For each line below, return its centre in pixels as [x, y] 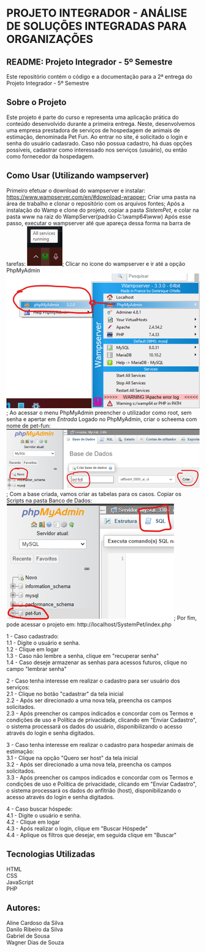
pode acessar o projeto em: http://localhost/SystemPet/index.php [89, 625]
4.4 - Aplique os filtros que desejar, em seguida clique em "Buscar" [91, 835]
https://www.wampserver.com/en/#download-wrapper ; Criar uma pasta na [101, 197]
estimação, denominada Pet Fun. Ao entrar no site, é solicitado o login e [97, 137]
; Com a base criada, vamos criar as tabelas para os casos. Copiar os [94, 494]
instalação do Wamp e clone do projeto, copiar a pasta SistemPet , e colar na [103, 210]
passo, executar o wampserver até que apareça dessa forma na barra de [99, 223]
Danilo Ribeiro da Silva [35, 929]
